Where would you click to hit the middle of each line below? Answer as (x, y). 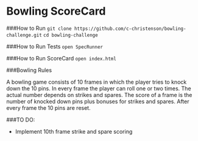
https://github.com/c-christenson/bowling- (130, 29)
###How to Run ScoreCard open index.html (62, 58)
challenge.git (24, 35)
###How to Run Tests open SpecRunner (55, 46)
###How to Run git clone (39, 28)
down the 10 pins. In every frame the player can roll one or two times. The (99, 88)
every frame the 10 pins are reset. (48, 107)
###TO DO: (21, 120)
